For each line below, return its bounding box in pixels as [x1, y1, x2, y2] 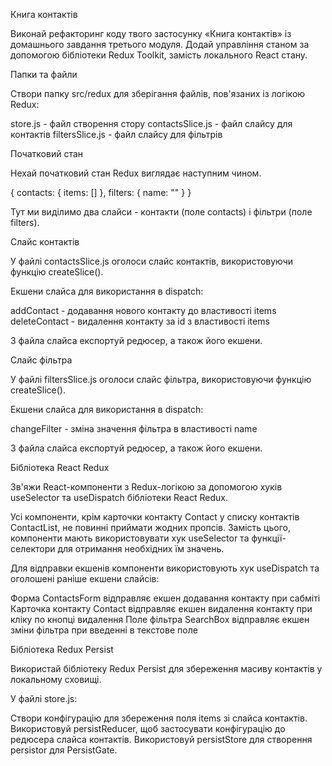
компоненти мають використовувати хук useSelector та [10, 532, 250, 544]
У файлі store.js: [10, 693, 78, 704]
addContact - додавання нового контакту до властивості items [10, 305, 277, 316]
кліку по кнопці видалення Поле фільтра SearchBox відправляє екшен [10, 614, 310, 625]
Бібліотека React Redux [10, 462, 110, 473]
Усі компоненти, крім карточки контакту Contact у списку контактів [10, 511, 300, 523]
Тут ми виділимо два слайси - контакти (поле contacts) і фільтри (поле [10, 206, 313, 218]
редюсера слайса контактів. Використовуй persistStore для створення [10, 734, 313, 745]
